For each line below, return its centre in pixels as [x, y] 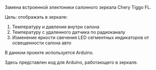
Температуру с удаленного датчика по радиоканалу [69, 32]
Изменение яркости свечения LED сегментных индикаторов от [81, 38]
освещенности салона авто [42, 43]
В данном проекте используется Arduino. [49, 53]
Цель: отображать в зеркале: [36, 17]
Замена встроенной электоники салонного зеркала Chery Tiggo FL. [78, 7]
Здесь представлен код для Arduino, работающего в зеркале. [71, 62]
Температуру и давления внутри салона [56, 27]
